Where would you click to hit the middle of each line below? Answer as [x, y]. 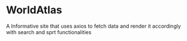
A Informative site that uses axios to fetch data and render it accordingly [93, 26]
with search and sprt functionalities [49, 32]
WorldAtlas [34, 10]
